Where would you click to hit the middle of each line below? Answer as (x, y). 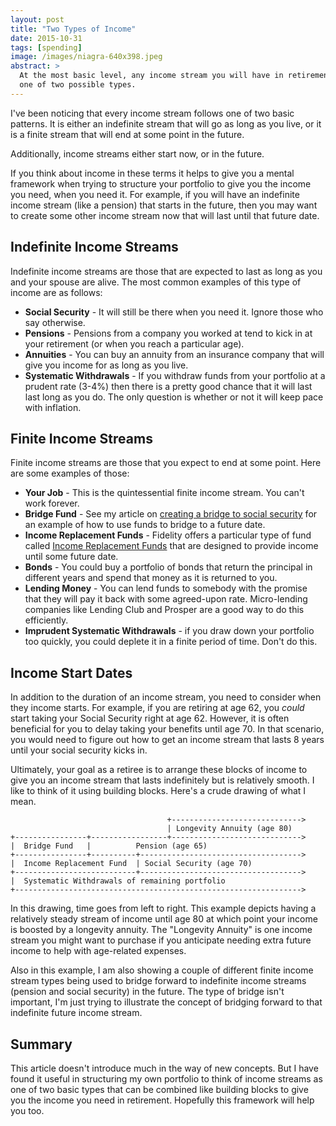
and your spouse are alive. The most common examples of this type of (156, 282)
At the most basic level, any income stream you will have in (151, 76)
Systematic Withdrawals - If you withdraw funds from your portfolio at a (175, 375)
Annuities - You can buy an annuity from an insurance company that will (174, 354)
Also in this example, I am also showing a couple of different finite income (162, 970)
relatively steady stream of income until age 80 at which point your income (164, 919)
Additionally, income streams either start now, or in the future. (137, 153)
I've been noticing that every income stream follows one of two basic (152, 113)
